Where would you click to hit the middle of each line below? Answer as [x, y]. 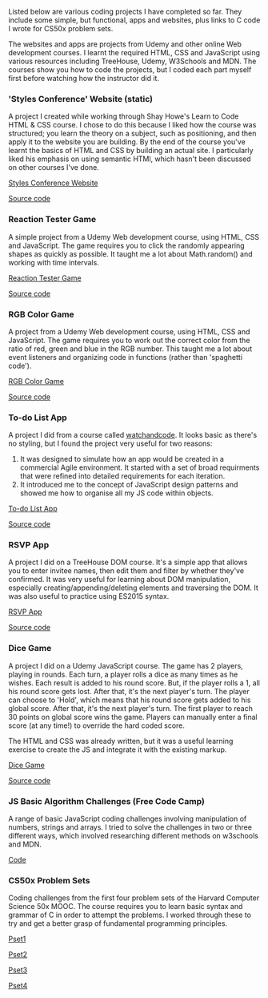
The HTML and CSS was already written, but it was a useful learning [121, 741]
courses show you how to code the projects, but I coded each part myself [130, 70]
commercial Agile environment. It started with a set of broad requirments [140, 467]
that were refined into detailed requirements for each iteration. [122, 476]
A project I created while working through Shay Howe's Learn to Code [124, 116]
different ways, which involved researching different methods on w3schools [133, 836]
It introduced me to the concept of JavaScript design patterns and [129, 485]
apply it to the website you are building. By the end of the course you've [127, 142]
